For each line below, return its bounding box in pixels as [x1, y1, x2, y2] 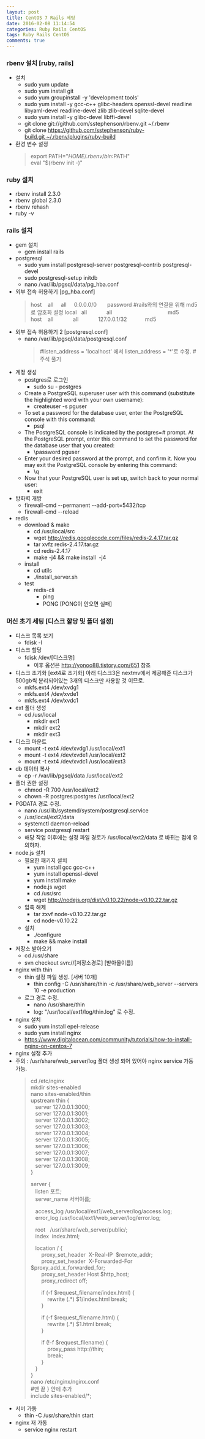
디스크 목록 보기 [15, 632, 53, 639]
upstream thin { [30, 1097, 70, 1105]
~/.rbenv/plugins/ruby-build [46, 133, 116, 141]
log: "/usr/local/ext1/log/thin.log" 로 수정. [33, 1008, 135, 1016]
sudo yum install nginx [24, 1029, 81, 1037]
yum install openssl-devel [33, 870, 99, 878]
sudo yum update [24, 81, 69, 88]
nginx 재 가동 [15, 1419, 48, 1427]
